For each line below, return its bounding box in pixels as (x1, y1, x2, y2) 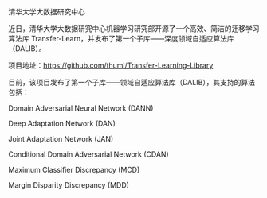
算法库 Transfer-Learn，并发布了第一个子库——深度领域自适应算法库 (8, 34, 234, 43)
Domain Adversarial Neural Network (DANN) (8, 103, 154, 113)
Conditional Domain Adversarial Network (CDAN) (8, 149, 169, 159)
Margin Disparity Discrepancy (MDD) (8, 181, 130, 189)
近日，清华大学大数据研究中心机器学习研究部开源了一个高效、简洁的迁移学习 (8, 24, 260, 33)
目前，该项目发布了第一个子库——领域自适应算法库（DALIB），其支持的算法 (8, 78, 256, 87)
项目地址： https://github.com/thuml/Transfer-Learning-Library (8, 60, 214, 70)
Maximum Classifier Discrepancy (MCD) (8, 165, 140, 174)
